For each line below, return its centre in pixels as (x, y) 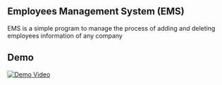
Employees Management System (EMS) (96, 11)
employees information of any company (65, 36)
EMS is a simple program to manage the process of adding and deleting (111, 28)
